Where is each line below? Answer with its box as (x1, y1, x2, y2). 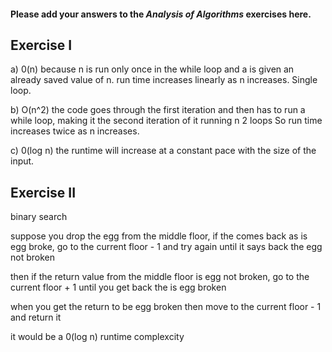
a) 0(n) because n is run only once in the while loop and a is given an (10, 63, 295, 75)
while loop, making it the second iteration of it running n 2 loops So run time (10, 115, 323, 127)
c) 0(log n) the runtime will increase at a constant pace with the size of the (10, 145, 317, 157)
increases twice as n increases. (10, 125, 140, 137)
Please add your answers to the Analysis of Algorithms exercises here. (10, 8, 312, 20)
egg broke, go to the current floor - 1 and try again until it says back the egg (10, 241, 323, 253)
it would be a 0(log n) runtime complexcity (10, 331, 185, 343)
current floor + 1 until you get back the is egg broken (10, 281, 227, 294)
